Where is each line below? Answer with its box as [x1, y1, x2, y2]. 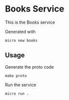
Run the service [5, 82, 36, 87]
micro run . [5, 91, 29, 96]
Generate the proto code [5, 64, 54, 70]
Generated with [5, 29, 36, 34]
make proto [5, 73, 27, 78]
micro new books [5, 38, 38, 43]
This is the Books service [5, 19, 55, 25]
